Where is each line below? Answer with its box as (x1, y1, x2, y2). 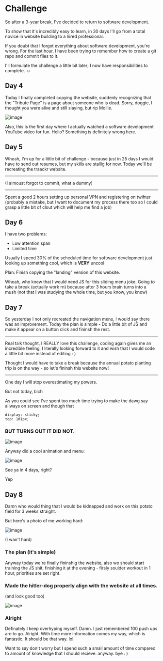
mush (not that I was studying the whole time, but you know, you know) (5, 289, 147, 295)
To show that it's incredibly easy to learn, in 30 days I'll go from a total (5, 28, 146, 34)
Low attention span (12, 240, 51, 246)
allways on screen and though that (5, 403, 74, 409)
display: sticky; (5, 412, 40, 417)
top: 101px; (5, 417, 29, 422)
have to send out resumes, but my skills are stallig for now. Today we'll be (5, 161, 152, 167)
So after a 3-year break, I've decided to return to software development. (5, 19, 149, 25)
